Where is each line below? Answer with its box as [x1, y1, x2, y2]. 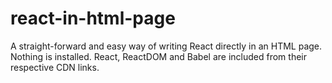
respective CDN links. [10, 61, 100, 73]
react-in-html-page [10, 7, 176, 30]
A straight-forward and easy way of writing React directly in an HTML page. [10, 40, 323, 52]
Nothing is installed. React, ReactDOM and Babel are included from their [10, 50, 307, 62]
